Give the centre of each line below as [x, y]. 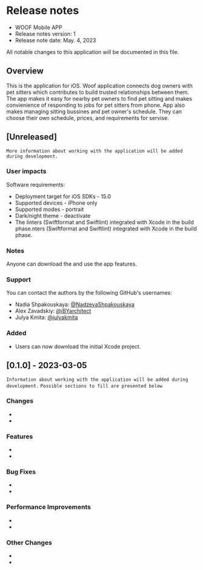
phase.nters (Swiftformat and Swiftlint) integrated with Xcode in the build [106, 229]
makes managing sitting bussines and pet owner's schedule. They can [94, 111]
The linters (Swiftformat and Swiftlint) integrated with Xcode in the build [104, 222]
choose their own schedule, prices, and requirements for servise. [88, 118]
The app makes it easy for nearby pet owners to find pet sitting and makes [99, 98]
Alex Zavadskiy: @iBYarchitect [53, 311]
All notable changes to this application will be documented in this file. [93, 52]
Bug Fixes [21, 472]
